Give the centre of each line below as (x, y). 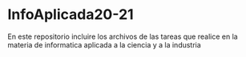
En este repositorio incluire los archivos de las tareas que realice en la (123, 36)
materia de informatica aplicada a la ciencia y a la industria (104, 44)
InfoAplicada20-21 (71, 15)
